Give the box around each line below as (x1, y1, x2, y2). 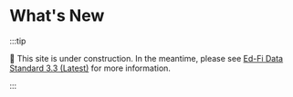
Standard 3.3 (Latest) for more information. (9, 63, 172, 73)
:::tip (9, 35, 26, 46)
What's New (9, 5, 105, 26)
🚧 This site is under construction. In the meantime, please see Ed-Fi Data (9, 53, 284, 63)
